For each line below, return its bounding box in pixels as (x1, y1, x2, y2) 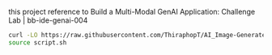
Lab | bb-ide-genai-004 (8, 15, 88, 25)
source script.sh (8, 38, 67, 47)
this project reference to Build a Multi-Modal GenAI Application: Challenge (8, 7, 256, 16)
